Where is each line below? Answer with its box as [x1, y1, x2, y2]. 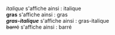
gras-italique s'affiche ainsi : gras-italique [6, 17, 109, 24]
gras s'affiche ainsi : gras [6, 11, 68, 18]
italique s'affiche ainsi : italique [6, 5, 81, 12]
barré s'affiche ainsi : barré [6, 23, 72, 30]
